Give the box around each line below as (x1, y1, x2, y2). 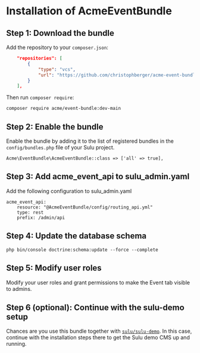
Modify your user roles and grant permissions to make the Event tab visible (6, 279, 190, 286)
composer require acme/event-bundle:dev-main (6, 106, 121, 112)
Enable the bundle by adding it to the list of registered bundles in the (6, 137, 174, 145)
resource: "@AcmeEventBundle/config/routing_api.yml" (17, 204, 153, 210)
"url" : (37, 72, 55, 78)
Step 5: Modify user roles (6, 263, 102, 273)
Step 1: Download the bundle (6, 28, 114, 38)
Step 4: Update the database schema (6, 231, 147, 241)
